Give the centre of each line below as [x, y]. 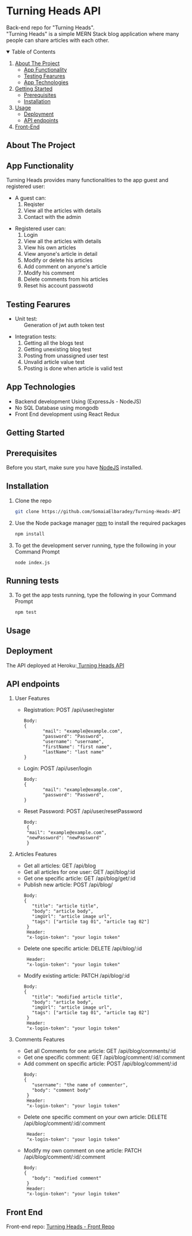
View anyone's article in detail [61, 254]
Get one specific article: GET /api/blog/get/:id [80, 879]
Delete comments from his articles [66, 279]
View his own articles [50, 248]
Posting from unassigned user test [66, 356]
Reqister [34, 205]
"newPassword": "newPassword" [64, 838]
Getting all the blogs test [54, 343]
